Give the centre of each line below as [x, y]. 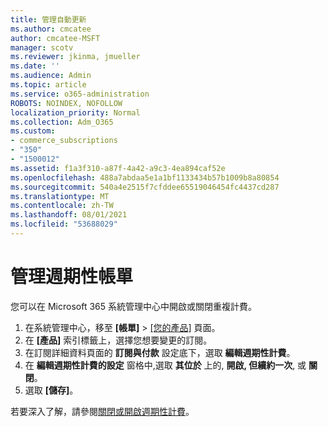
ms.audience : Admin [51, 76]
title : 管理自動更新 [48, 19]
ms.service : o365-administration [80, 94]
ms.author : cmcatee [51, 29]
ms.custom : [33, 131]
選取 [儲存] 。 [51, 390]
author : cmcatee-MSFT [55, 38]
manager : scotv [42, 47]
